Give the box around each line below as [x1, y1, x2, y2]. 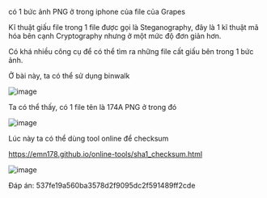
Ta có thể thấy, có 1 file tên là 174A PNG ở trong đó [8, 103, 177, 112]
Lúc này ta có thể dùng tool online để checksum [8, 133, 169, 143]
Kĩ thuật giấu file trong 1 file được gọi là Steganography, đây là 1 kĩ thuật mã [8, 23, 259, 32]
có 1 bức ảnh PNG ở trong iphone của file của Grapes [8, 7, 186, 16]
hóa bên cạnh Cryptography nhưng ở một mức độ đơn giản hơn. [8, 32, 222, 40]
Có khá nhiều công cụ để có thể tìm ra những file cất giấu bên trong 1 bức [8, 47, 254, 56]
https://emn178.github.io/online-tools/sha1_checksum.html [8, 150, 203, 158]
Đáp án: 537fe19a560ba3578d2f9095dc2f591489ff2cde [8, 181, 196, 190]
